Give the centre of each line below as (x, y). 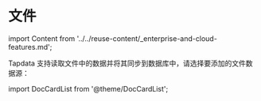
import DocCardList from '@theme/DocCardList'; (88, 88)
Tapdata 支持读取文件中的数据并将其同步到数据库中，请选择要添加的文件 (127, 63)
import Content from (42, 38)
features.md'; (30, 47)
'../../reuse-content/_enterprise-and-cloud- (147, 38)
